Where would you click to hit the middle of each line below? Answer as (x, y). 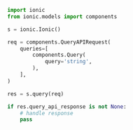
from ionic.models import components (62, 17)
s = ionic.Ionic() (34, 29)
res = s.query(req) (36, 94)
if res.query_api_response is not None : (67, 106)
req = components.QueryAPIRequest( (59, 42)
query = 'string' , (68, 62)
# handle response (47, 113)
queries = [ (34, 48)
